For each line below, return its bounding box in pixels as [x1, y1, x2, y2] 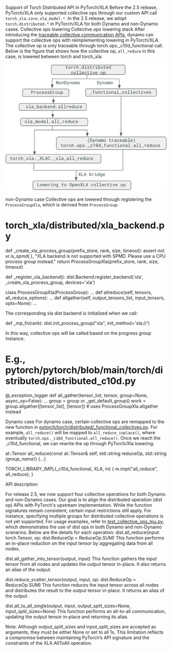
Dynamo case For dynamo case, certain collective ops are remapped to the [5, 418, 165, 425]
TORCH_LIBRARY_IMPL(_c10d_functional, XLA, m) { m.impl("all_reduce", [5, 466, 158, 472]
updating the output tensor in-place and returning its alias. [5, 614, 129, 620]
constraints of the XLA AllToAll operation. [5, 640, 92, 646]
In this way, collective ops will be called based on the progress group [5, 330, 151, 336]
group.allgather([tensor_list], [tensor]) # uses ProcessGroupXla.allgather [5, 403, 159, 409]
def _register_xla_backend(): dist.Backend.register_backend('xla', [5, 274, 144, 280]
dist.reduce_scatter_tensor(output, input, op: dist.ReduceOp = [5, 576, 136, 582]
